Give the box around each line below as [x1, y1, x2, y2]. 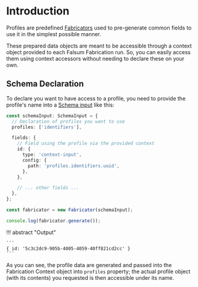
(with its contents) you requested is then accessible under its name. [6, 274, 175, 281]
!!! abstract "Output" [6, 229, 57, 236]
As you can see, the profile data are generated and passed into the [6, 261, 172, 268]
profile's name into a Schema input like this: [6, 101, 114, 108]
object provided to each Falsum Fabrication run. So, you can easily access [6, 48, 191, 55]
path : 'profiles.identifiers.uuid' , [28, 162, 120, 169]
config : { [22, 157, 47, 163]
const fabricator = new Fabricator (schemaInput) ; [6, 207, 134, 213]
